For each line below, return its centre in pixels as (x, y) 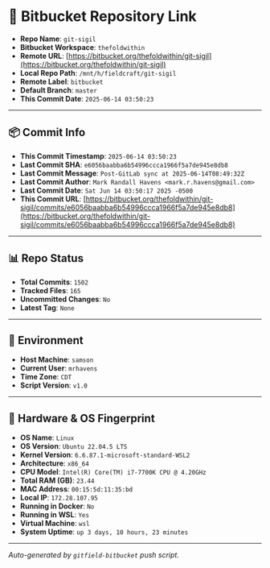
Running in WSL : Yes (55, 515)
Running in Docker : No (57, 506)
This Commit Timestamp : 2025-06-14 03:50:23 (98, 155)
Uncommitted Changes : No (65, 299)
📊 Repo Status (46, 258)
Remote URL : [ (44, 56)
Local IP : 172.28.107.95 (59, 498)
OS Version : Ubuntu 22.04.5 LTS (74, 446)
